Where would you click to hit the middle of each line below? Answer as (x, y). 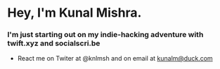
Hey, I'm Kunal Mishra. (75, 13)
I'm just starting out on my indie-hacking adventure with (105, 35)
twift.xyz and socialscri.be (54, 43)
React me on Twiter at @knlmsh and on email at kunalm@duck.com (115, 59)
